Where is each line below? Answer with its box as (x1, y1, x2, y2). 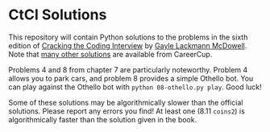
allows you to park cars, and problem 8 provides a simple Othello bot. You (8, 73, 254, 83)
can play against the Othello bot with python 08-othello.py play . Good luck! (8, 82, 262, 92)
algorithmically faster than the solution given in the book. (8, 114, 197, 124)
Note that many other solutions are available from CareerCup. (8, 49, 213, 59)
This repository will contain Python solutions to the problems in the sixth (8, 32, 248, 42)
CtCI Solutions (8, 6, 107, 24)
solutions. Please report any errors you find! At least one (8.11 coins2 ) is (8, 106, 246, 116)
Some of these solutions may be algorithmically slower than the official (8, 97, 243, 107)
